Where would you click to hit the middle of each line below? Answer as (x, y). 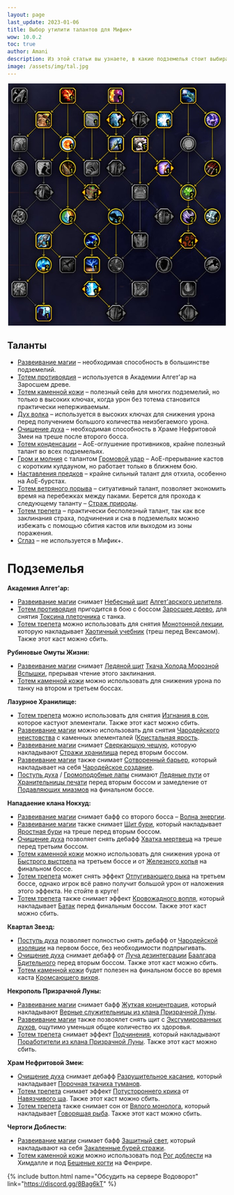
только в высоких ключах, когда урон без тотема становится (108, 399)
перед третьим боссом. (53, 847)
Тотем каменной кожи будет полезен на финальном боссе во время (119, 970)
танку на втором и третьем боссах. (70, 688)
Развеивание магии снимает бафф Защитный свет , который (107, 1140)
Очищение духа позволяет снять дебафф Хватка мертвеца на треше (119, 839)
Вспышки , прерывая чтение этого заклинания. (87, 673)
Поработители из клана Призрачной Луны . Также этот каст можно (117, 1042)
